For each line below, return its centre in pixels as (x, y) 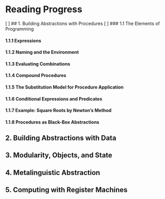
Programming (20, 29)
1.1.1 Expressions (23, 40)
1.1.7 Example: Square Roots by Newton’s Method (58, 110)
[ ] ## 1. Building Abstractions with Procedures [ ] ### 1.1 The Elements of (82, 23)
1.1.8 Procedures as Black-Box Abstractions (52, 122)
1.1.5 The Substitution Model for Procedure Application (65, 87)
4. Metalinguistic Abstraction (53, 172)
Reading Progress (44, 9)
